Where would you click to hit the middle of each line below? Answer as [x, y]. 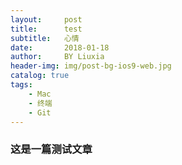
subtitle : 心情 [45, 38]
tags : [21, 85]
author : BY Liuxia [57, 57]
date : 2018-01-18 [60, 47]
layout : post [46, 19]
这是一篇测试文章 [51, 149]
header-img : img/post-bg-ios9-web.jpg [91, 66]
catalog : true [40, 76]
